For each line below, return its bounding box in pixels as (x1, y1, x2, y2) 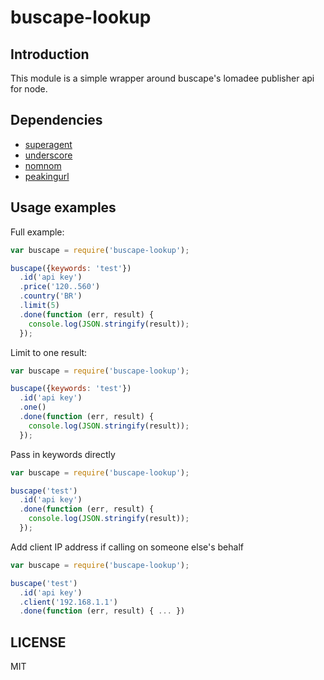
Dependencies (10, 112, 103, 129)
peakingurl (24, 170, 70, 182)
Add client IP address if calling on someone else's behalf (10, 541, 244, 553)
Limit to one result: (10, 346, 88, 358)
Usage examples (10, 199, 117, 216)
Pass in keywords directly (10, 448, 116, 460)
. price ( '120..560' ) (19, 282, 101, 292)
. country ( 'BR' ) (19, 291, 83, 301)
